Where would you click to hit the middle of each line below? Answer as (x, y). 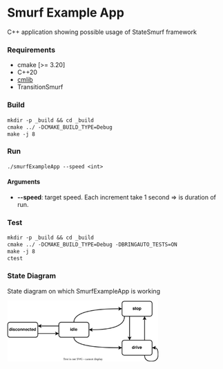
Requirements (31, 50)
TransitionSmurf (40, 87)
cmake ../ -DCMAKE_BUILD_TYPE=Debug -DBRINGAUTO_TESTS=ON (92, 245)
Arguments (24, 182)
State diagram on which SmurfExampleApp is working (84, 291)
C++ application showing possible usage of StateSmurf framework (102, 32)
